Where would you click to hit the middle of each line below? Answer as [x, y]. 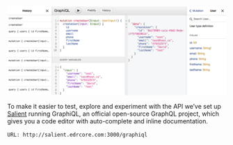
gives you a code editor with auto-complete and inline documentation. [108, 121]
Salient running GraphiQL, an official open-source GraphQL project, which [113, 114]
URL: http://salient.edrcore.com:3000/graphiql [78, 135]
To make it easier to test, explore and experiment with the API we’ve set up [114, 106]
